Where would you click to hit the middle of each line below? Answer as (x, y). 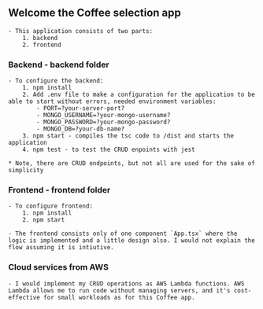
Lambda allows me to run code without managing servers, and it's (119, 290)
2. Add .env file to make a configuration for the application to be (139, 95)
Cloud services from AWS (58, 267)
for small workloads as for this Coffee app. (119, 297)
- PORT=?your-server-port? (81, 109)
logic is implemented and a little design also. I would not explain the (132, 241)
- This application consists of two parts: (81, 31)
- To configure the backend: (56, 81)
